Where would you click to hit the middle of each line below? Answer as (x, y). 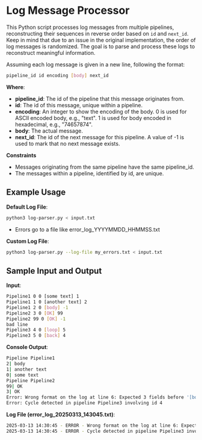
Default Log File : (27, 207)
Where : (16, 87)
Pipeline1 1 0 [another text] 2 (47, 302)
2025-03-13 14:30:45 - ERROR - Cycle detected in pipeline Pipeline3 (95, 431)
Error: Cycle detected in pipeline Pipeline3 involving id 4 (84, 403)
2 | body (16, 364)
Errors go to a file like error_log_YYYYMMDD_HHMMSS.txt (87, 229)
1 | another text (26, 369)
